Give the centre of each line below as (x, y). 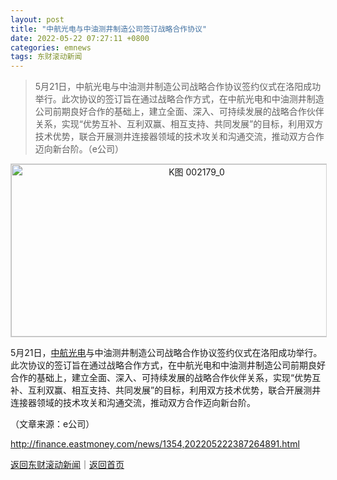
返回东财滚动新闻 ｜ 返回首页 (67, 465)
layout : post (37, 19)
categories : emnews (51, 47)
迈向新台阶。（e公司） (79, 149)
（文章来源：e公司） (52, 424)
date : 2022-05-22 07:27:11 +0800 (80, 38)
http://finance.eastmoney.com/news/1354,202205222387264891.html (155, 444)
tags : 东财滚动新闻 (46, 57)
